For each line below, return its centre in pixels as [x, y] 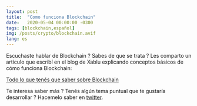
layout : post [22, 11]
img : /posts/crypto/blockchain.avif [51, 34]
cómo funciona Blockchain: [39, 68]
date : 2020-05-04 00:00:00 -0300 [50, 22]
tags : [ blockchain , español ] [41, 28]
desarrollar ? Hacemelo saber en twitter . [55, 97]
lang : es [17, 39]
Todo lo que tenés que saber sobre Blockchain [63, 79]
